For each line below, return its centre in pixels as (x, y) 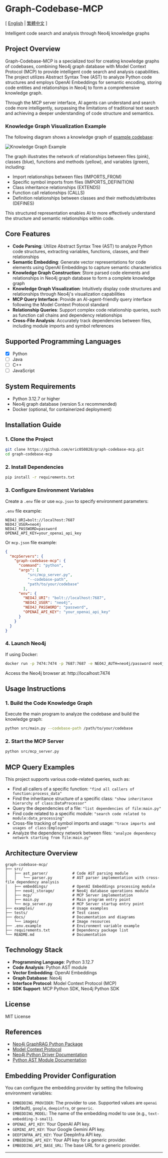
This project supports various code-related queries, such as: (67, 779)
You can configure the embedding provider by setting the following (74, 1088)
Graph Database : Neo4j (37, 978)
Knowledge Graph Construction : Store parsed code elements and (81, 273)
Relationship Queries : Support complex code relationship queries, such (86, 310)
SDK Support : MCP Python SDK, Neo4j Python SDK (66, 988)
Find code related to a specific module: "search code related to (79, 814)
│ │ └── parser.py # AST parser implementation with (74, 878)
